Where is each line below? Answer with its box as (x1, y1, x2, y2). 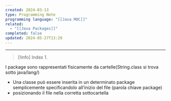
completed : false (5, 31, 42, 36)
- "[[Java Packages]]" (10, 26, 58, 31)
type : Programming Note (5, 12, 56, 17)
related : (5, 21, 24, 27)
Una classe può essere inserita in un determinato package (12, 79, 135, 85)
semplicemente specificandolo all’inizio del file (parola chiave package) (12, 84, 163, 90)
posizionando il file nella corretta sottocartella (12, 89, 109, 96)
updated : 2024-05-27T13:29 (5, 36, 63, 41)
